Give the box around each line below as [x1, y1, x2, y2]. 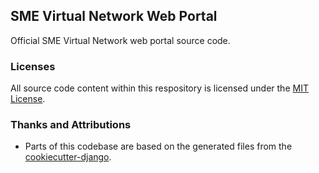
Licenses [10, 59, 56, 73]
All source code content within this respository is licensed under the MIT [10, 82, 309, 94]
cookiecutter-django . [24, 151, 112, 163]
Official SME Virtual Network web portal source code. [10, 34, 231, 46]
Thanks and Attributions [10, 118, 132, 132]
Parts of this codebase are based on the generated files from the [24, 140, 293, 153]
